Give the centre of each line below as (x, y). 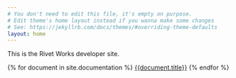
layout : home (27, 34)
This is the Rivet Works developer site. (63, 54)
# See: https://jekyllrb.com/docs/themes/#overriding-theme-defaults (113, 27)
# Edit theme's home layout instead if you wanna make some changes (111, 21)
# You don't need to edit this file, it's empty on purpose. (100, 14)
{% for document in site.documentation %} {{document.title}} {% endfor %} (118, 67)
